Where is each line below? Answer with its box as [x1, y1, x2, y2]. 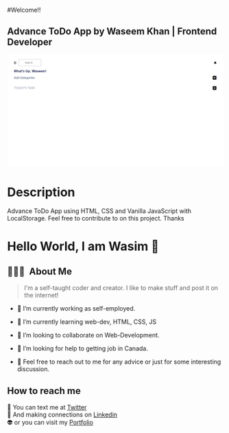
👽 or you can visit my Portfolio [7, 419, 94, 427]
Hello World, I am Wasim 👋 [7, 238, 160, 254]
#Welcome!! [7, 6, 41, 14]
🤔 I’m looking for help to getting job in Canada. [16, 344, 149, 353]
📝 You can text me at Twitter [7, 403, 87, 412]
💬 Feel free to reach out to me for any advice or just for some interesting [16, 357, 221, 366]
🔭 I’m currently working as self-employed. [16, 304, 136, 313]
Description [7, 184, 75, 200]
